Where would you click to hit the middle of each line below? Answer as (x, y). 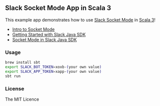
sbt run (13, 76)
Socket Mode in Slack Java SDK (45, 40)
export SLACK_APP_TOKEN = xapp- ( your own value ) (53, 71)
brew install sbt (23, 63)
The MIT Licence (22, 99)
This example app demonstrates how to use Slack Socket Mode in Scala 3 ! (80, 20)
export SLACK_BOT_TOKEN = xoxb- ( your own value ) (53, 67)
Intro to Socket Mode (33, 29)
